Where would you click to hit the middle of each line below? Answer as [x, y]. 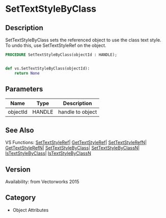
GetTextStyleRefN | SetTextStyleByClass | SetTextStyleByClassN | [73, 148]
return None [27, 73]
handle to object [78, 112]
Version [18, 169]
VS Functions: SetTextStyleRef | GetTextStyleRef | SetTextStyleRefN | [76, 142]
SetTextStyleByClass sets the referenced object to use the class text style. [83, 40]
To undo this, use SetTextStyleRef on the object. [56, 45]
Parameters [24, 89]
